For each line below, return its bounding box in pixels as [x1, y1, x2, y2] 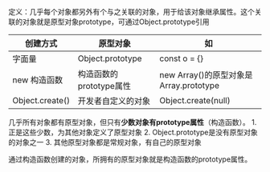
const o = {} [159, 53, 204, 64]
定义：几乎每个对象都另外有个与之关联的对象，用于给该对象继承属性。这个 [8, 7, 255, 16]
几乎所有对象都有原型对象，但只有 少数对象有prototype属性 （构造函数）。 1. [8, 118, 257, 126]
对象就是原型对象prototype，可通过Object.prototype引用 [22, 17, 211, 26]
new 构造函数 [12, 74, 63, 86]
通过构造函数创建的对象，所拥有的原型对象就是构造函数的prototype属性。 [8, 154, 252, 164]
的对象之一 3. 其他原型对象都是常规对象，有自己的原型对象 [8, 138, 202, 146]
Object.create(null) [159, 95, 231, 106]
